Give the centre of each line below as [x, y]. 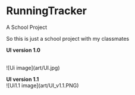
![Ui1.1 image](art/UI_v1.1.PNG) [43, 85]
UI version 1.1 [23, 79]
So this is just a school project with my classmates [68, 38]
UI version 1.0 [23, 50]
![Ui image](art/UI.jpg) [33, 68]
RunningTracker [47, 11]
